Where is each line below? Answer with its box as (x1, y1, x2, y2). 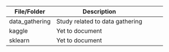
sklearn (9, 36, 30, 44)
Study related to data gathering (56, 18, 143, 25)
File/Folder (14, 8, 45, 15)
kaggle (9, 27, 28, 34)
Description (82, 8, 117, 15)
